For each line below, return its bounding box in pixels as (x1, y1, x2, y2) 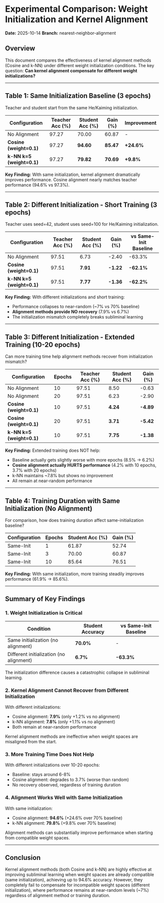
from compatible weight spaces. (5, 834, 70, 841)
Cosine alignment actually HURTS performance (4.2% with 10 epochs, (12, 462, 157, 468)
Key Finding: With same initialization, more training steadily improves (5, 571, 144, 577)
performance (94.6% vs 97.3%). (5, 182, 70, 188)
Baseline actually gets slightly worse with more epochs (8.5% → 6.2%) (12, 457, 155, 463)
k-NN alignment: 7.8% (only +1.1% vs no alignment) (12, 719, 116, 725)
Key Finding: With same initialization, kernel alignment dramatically (5, 171, 141, 177)
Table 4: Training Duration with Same (5, 496, 121, 505)
